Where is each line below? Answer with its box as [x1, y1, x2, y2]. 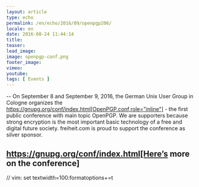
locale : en [6, 25, 34, 32]
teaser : [6, 43, 26, 49]
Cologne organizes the [6, 99, 63, 106]
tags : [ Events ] [6, 76, 50, 82]
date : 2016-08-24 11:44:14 [6, 31, 74, 37]
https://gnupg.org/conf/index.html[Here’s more [6, 148, 190, 159]
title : [6, 37, 23, 43]
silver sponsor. [6, 131, 43, 139]
